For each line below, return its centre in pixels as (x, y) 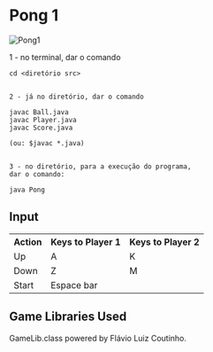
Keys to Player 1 (85, 242)
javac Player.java (43, 120)
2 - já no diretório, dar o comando (76, 97)
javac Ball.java (39, 112)
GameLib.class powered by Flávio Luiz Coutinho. (98, 338)
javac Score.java (41, 128)
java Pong (27, 190)
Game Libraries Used (68, 317)
